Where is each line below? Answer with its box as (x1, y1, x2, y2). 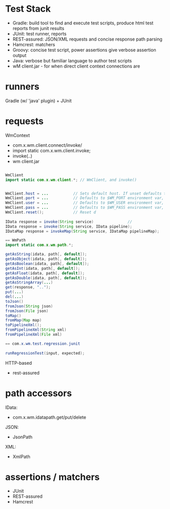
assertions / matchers (5, 471, 100, 483)
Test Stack (5, 3, 51, 15)
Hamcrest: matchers (12, 41, 56, 47)
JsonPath (12, 434, 33, 440)
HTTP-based (5, 360, 32, 366)
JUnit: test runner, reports (12, 30, 67, 37)
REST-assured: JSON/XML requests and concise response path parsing (12, 36, 163, 42)
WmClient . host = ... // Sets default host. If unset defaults (5, 191, 162, 196)
